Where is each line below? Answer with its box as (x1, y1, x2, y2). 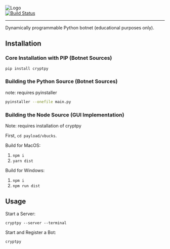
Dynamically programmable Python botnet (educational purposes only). (5, 25, 154, 30)
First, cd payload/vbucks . (5, 133, 57, 139)
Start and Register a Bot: (5, 229, 57, 235)
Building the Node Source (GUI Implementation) (5, 111, 124, 118)
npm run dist (12, 184, 40, 189)
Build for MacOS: (5, 142, 41, 149)
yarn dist (12, 158, 34, 164)
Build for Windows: (5, 168, 45, 174)
